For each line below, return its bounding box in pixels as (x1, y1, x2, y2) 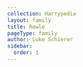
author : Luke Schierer (7, 36, 73, 43)
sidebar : (7, 43, 33, 50)
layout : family (7, 17, 52, 24)
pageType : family (7, 29, 58, 37)
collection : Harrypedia (7, 10, 77, 17)
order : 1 (13, 50, 39, 57)
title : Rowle (7, 23, 45, 30)
